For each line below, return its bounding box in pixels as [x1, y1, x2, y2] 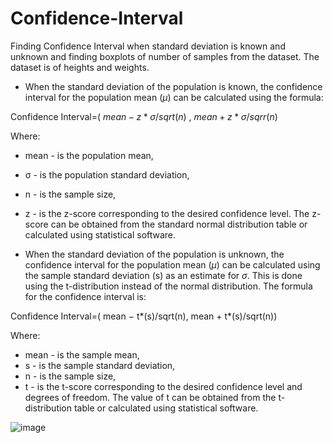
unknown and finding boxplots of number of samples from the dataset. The [10, 50, 320, 62]
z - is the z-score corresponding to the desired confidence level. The [24, 207, 310, 219]
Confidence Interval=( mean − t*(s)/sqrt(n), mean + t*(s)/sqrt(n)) [10, 310, 278, 322]
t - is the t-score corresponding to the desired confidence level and [24, 380, 303, 392]
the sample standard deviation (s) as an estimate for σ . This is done [24, 269, 303, 281]
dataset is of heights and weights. [10, 61, 150, 73]
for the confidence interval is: [24, 290, 147, 302]
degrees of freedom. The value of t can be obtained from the [24, 391, 277, 403]
